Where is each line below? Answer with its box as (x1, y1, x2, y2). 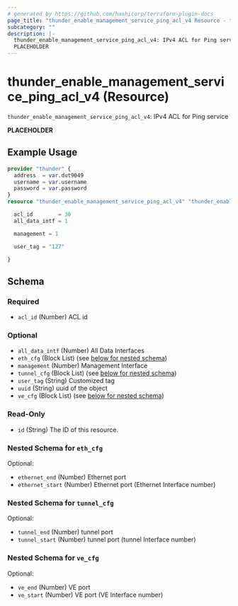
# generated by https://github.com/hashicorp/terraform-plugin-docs (7, 10, 214, 18)
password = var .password (13, 185, 87, 192)
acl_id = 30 (13, 211, 72, 218)
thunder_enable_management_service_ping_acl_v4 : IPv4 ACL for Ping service (7, 112, 229, 120)
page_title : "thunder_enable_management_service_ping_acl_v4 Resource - (7, 17, 227, 24)
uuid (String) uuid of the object (17, 384, 108, 393)
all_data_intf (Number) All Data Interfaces (17, 346, 145, 355)
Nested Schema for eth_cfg (7, 443, 103, 453)
